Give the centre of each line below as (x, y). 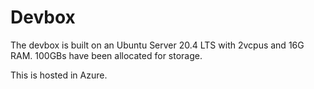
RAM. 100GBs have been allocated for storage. (106, 55)
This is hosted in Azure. (59, 75)
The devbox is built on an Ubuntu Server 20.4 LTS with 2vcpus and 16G (157, 45)
